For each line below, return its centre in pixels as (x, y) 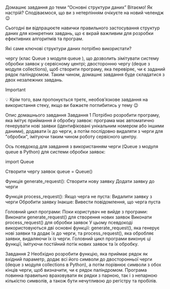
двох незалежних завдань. (34, 80)
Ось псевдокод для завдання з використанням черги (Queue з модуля (82, 146)
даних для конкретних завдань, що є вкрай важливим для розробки (79, 33)
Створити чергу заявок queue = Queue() (49, 171)
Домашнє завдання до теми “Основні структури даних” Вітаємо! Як (79, 7)
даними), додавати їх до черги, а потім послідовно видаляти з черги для (84, 131)
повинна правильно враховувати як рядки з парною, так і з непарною (81, 275)
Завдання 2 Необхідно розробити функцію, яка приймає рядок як (77, 254)
